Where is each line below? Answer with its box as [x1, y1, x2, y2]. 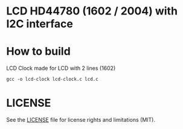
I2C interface [6, 17, 74, 31]
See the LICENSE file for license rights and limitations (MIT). [6, 116, 156, 124]
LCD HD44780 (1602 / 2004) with [6, 4, 178, 18]
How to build [6, 45, 71, 58]
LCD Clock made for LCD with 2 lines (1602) [6, 64, 116, 72]
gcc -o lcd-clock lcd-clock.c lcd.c [6, 77, 98, 83]
